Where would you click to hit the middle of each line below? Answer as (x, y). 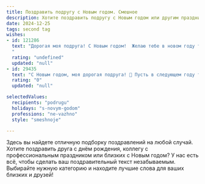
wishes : (16, 35)
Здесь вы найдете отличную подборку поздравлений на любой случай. (100, 142)
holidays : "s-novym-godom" (46, 108)
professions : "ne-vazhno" (45, 114)
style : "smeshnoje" (37, 120)
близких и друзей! (30, 175)
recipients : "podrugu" (41, 103)
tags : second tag (28, 29)
